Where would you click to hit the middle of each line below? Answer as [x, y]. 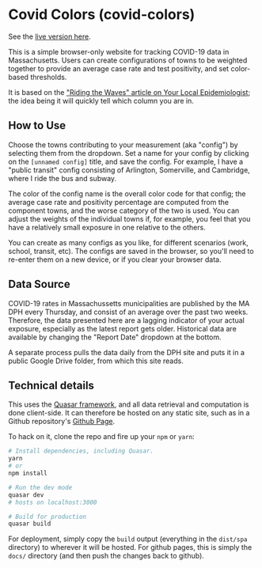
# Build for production [47, 517]
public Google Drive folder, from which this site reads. [96, 361]
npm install [28, 473]
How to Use [37, 125]
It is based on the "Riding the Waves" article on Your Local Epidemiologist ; [129, 92]
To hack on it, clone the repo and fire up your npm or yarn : [102, 437]
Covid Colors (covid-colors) [102, 15]
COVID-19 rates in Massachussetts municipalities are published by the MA [129, 303]
